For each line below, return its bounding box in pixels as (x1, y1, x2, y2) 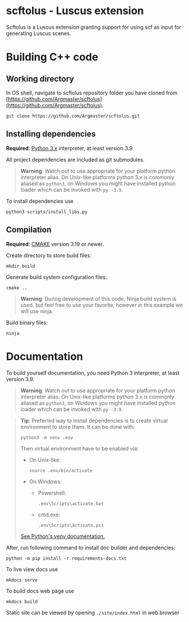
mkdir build (6, 263, 35, 269)
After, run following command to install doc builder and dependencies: (6, 544, 176, 551)
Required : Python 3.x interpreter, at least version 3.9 (6, 144, 133, 152)
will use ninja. (20, 307, 54, 315)
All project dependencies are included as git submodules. (6, 156, 145, 163)
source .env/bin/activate (29, 468, 92, 473)
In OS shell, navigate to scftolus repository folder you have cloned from (6, 89, 178, 96)
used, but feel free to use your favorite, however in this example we (20, 301, 183, 308)
